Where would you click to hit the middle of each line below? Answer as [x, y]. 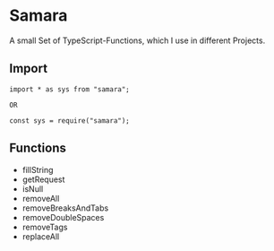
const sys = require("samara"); [69, 121]
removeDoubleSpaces [63, 217]
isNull [33, 188]
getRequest [43, 179]
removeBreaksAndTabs [65, 208]
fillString [38, 169]
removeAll [41, 198]
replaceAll [41, 236]
